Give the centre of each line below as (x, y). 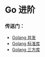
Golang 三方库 (26, 50)
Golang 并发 (24, 38)
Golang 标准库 (26, 43)
